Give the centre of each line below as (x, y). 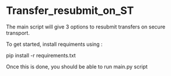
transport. (18, 32)
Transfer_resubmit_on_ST (70, 11)
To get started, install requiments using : (55, 44)
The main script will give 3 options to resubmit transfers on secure (86, 27)
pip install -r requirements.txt (41, 55)
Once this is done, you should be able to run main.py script (77, 66)
